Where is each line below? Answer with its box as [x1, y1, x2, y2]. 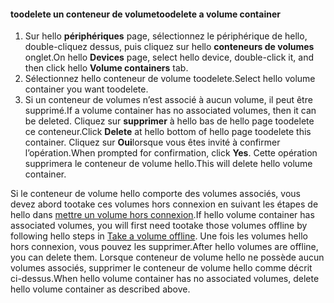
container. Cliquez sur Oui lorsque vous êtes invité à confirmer [24, 136, 281, 149]
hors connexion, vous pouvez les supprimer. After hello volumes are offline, [10, 241, 319, 253]
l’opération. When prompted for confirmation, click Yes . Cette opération [24, 147, 318, 159]
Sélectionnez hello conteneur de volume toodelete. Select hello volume [24, 73, 316, 85]
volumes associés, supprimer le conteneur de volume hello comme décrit [10, 262, 313, 274]
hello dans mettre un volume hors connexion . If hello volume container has [10, 209, 315, 221]
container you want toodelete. [24, 83, 149, 95]
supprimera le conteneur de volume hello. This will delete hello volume [24, 158, 313, 170]
